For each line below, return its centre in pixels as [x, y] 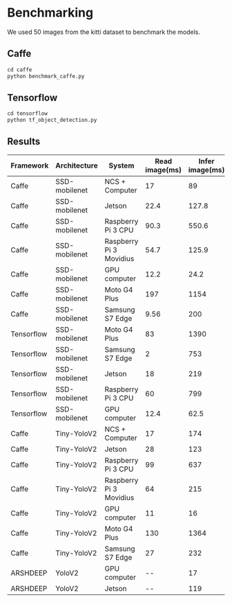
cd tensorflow [28, 114]
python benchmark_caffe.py [46, 76]
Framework [30, 166]
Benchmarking [50, 13]
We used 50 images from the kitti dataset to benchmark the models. [104, 32]
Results [24, 142]
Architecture [76, 166]
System [122, 166]
